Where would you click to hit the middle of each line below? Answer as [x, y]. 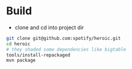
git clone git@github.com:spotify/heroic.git [63, 38]
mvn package [21, 61]
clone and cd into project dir [49, 27]
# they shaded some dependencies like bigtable [66, 49]
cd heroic [18, 44]
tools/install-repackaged [38, 55]
